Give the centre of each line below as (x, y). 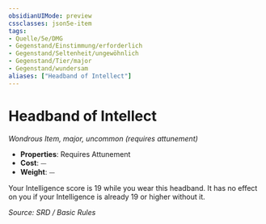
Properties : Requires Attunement (75, 154)
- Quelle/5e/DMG (36, 38)
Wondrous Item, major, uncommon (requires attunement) (103, 138)
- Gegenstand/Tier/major (50, 61)
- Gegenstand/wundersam (49, 69)
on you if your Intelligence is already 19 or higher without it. (107, 197)
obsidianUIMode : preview (50, 16)
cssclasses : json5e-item (50, 23)
